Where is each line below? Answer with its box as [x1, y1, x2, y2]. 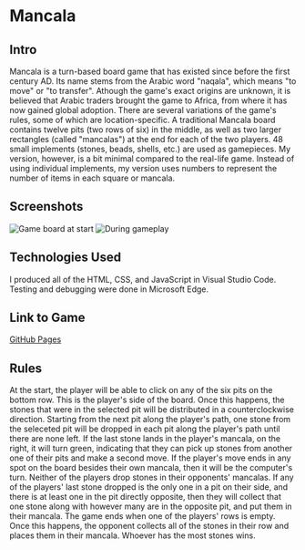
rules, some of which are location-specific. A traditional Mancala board [9, 115, 276, 125]
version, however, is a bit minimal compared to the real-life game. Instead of [9, 153, 295, 164]
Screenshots [9, 199, 84, 214]
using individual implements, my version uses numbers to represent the [9, 163, 278, 173]
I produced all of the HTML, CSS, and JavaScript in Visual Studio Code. [9, 274, 277, 285]
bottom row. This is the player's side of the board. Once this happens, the [9, 394, 285, 406]
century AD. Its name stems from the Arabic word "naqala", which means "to [9, 76, 297, 87]
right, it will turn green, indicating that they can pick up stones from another [9, 443, 293, 454]
